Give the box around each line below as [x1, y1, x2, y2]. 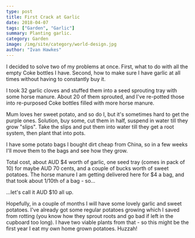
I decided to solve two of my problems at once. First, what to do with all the [6, 63, 189, 70]
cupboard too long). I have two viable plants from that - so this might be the [6, 219, 189, 226]
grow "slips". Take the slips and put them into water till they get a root [6, 123, 174, 130]
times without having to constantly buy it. [6, 75, 106, 82]
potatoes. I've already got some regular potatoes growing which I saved [6, 206, 180, 213]
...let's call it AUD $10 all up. [6, 189, 74, 196]
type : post [6, 8, 33, 15]
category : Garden [6, 36, 49, 42]
